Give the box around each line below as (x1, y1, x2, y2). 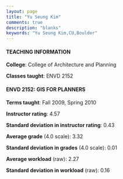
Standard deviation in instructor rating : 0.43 (6, 121, 115, 128)
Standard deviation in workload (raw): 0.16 (6, 167, 110, 174)
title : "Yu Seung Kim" (6, 14, 61, 20)
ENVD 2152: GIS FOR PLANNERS (6, 86, 86, 93)
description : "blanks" (6, 24, 61, 31)
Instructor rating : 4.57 (6, 110, 60, 117)
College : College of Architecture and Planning (6, 61, 117, 68)
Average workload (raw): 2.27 (6, 155, 79, 162)
